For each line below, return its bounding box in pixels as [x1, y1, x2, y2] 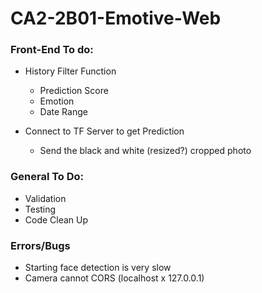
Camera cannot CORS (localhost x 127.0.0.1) [24, 272, 205, 284]
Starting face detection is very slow [24, 262, 172, 274]
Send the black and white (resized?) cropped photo [39, 145, 252, 157]
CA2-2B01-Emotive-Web [10, 7, 222, 30]
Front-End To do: [10, 43, 94, 57]
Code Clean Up [24, 213, 89, 226]
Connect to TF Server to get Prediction [24, 125, 185, 137]
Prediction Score [39, 85, 109, 97]
